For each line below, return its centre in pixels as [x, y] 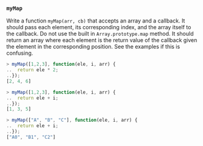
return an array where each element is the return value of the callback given [102, 40]
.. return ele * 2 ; [33, 70]
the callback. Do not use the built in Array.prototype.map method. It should [100, 34]
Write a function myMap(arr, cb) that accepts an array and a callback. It [96, 21]
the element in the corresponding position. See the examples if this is [93, 47]
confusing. [20, 53]
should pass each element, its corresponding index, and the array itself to [99, 27]
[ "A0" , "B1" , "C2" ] [31, 137]
